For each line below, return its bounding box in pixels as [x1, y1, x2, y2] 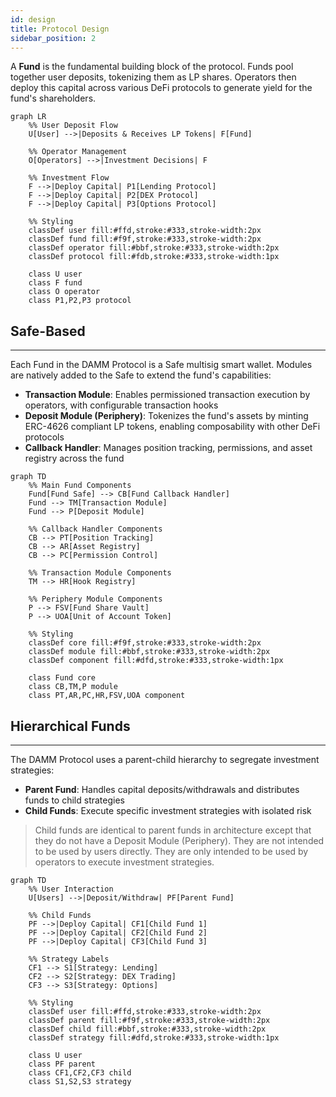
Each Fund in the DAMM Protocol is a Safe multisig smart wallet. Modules [10, 359, 313, 371]
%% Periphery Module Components [28, 594, 163, 605]
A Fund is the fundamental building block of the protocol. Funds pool [10, 61, 294, 73]
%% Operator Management [28, 147, 128, 157]
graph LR [10, 112, 47, 122]
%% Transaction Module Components [28, 568, 172, 578]
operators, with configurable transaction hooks [24, 399, 219, 411]
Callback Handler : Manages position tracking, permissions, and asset [24, 442, 313, 454]
